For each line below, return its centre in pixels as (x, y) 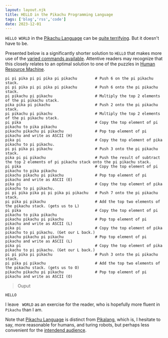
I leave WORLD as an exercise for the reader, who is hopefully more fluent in (83, 304)
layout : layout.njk (26, 10)
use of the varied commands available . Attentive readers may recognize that (84, 59)
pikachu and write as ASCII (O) (39, 277)
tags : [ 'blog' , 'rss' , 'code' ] (36, 19)
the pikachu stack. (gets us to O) (42, 268)
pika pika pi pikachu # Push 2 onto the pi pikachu (81, 105)
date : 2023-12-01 (23, 24)
